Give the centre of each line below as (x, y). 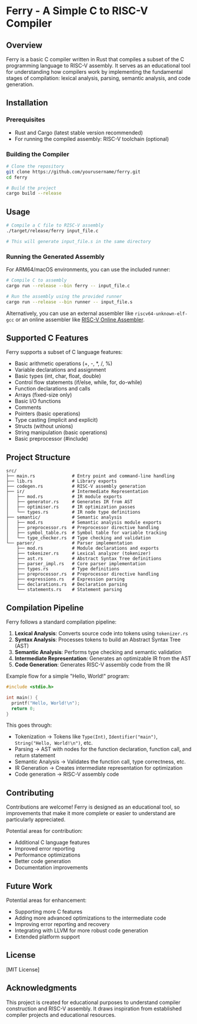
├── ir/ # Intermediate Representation (77, 492)
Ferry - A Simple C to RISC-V (77, 11)
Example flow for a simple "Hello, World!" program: (68, 676)
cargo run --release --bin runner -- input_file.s (69, 302)
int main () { (22, 697)
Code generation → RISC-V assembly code (67, 774)
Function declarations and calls (52, 389)
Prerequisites (26, 120)
